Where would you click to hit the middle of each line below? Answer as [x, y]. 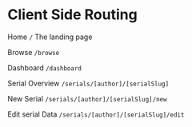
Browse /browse [34, 52]
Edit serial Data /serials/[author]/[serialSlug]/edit [96, 114]
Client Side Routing [72, 15]
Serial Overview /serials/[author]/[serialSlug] [88, 83]
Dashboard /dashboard [44, 67]
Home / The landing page [50, 37]
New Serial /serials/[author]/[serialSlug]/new [87, 98]
